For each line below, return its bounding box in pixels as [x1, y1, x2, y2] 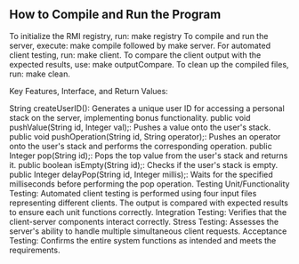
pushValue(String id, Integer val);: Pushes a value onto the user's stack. [9, 122, 271, 132]
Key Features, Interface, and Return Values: [9, 85, 169, 96]
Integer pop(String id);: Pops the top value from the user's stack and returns [9, 150, 288, 161]
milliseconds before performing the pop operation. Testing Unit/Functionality [9, 178, 290, 189]
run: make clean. [9, 68, 71, 79]
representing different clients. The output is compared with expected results [9, 197, 289, 208]
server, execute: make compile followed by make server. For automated [9, 40, 271, 51]
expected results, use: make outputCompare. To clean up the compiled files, [9, 59, 289, 69]
